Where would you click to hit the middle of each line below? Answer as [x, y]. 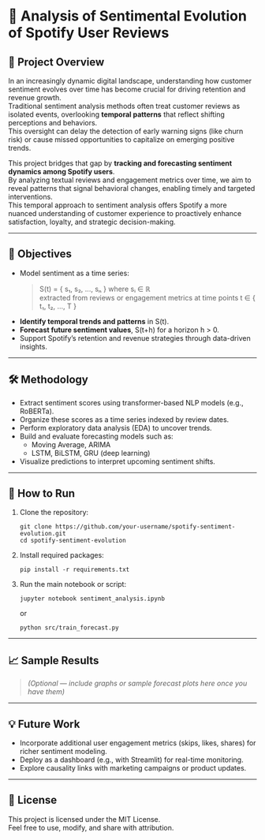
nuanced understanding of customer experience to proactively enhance [125, 213]
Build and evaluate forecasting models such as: [96, 436]
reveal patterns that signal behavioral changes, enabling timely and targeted [132, 188]
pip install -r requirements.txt [75, 570]
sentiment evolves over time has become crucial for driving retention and [127, 89]
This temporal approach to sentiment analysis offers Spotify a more [118, 205]
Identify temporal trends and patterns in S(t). [94, 321]
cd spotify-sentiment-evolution [73, 541]
